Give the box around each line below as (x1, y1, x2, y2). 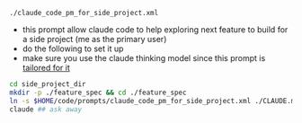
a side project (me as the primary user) (22, 34, 167, 44)
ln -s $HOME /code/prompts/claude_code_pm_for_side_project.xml (9, 96, 252, 105)
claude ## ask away (9, 104, 83, 114)
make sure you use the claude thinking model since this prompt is (22, 53, 266, 63)
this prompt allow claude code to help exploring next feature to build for (22, 24, 289, 35)
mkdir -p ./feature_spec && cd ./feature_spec (9, 88, 187, 97)
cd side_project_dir (9, 80, 87, 89)
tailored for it (22, 63, 70, 73)
